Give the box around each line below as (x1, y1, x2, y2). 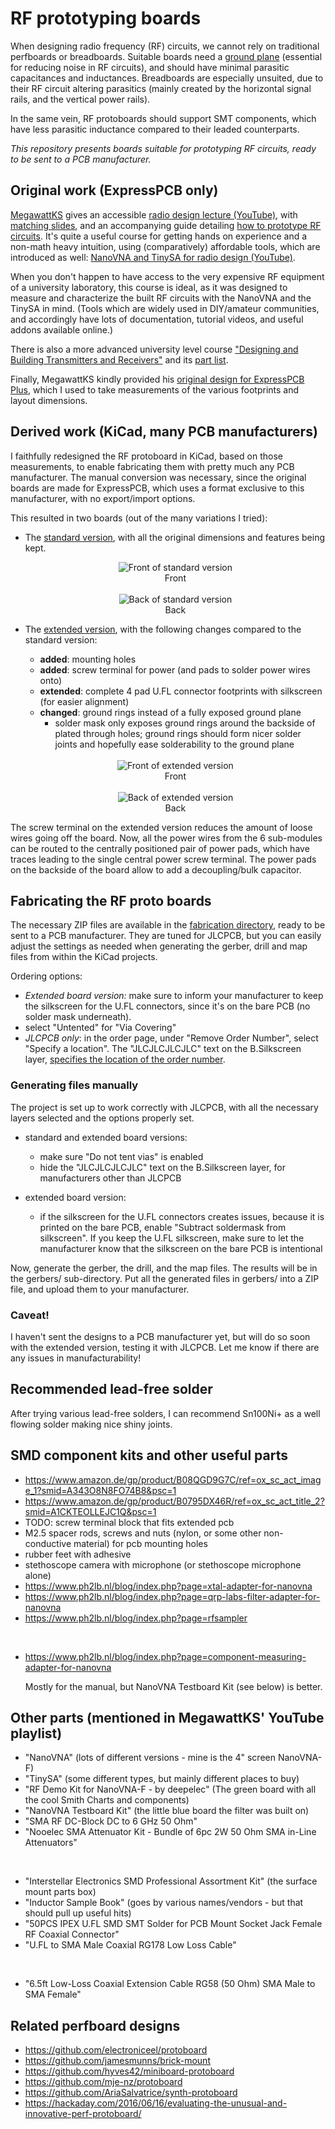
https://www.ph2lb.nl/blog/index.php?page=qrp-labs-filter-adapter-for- (24, 1590, 321, 1602)
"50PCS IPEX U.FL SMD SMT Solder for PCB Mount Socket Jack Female (24, 1918, 323, 1930)
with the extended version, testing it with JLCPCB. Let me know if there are (10, 1341, 320, 1353)
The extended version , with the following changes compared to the (24, 623, 302, 635)
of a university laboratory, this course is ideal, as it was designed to (10, 281, 288, 293)
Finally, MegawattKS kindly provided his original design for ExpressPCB (10, 373, 305, 385)
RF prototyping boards (10, 7, 202, 30)
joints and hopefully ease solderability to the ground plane (54, 738, 295, 750)
